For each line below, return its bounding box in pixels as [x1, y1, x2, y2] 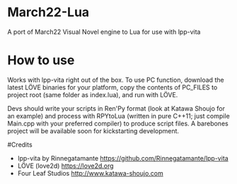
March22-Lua [7, 4, 90, 20]
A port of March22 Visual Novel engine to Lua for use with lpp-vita [7, 27, 201, 36]
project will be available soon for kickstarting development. [7, 126, 179, 135]
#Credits [7, 140, 33, 149]
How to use [7, 52, 75, 68]
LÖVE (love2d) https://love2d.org [17, 161, 115, 170]
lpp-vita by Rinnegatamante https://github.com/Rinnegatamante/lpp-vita [17, 154, 229, 162]
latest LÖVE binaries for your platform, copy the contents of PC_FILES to [7, 82, 218, 92]
